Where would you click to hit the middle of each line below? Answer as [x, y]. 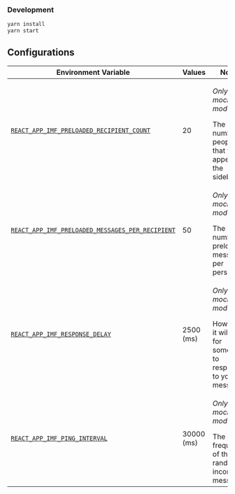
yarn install [26, 24]
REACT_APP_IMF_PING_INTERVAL [59, 438]
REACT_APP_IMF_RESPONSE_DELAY [61, 334]
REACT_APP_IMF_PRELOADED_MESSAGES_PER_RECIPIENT [93, 230]
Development [31, 10]
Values [194, 72]
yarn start [23, 31]
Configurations [41, 53]
